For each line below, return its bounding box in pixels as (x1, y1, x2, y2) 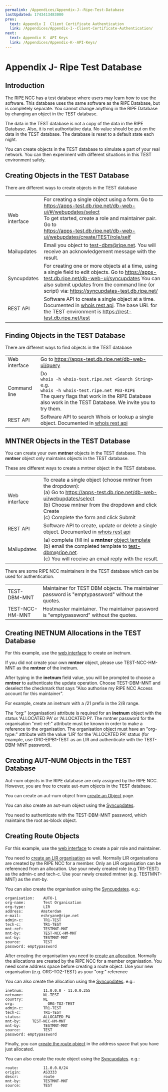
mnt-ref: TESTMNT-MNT (5, 926, 68, 931)
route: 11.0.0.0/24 (5, 1065, 68, 1070)
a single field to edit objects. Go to (43, 269, 124, 276)
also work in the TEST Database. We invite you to (40, 399, 156, 406)
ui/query (40, 362, 60, 369)
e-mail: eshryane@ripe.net (5, 913, 79, 918)
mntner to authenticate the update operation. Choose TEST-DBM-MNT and (5, 680, 161, 686)
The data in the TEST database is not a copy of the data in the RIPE (5, 120, 143, 126)
